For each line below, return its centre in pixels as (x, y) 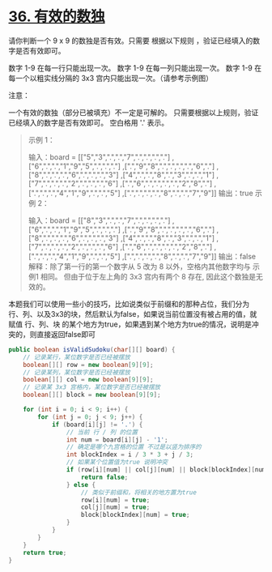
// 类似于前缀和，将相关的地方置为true (138, 492)
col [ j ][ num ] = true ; (115, 507)
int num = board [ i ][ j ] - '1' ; (117, 440)
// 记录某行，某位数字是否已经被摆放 (77, 357)
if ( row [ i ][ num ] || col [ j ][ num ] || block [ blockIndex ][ (161, 470)
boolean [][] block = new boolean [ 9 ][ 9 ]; (92, 395)
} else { (81, 484)
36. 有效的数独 (57, 17)
